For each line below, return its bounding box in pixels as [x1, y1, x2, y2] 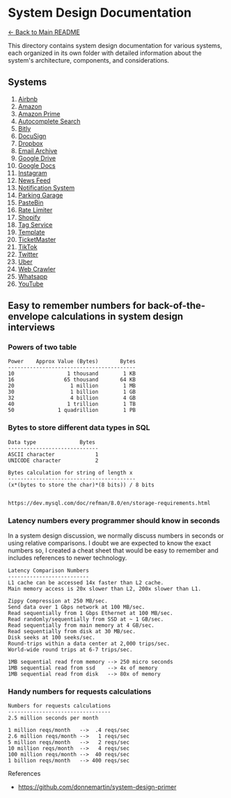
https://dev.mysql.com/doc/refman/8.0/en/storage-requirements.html [8, 500, 211, 506]
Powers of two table [8, 342, 77, 352]
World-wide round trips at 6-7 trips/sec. [8, 646, 133, 653]
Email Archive [17, 146, 58, 154]
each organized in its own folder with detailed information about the [8, 49, 202, 57]
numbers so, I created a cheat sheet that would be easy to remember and [8, 546, 218, 554]
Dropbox [17, 139, 44, 147]
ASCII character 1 [8, 451, 99, 458]
